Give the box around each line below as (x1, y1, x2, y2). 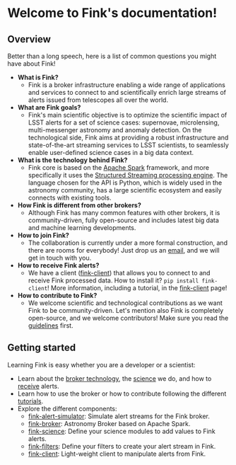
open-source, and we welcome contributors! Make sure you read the (28, 314, 229, 322)
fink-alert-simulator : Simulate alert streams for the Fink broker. (28, 412, 210, 420)
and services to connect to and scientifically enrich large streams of (28, 88, 226, 96)
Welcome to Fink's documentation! (7, 5, 218, 21)
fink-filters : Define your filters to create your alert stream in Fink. (28, 442, 216, 450)
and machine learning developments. (28, 224, 136, 231)
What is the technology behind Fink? (17, 156, 128, 164)
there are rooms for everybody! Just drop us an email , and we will (28, 246, 220, 254)
